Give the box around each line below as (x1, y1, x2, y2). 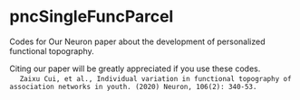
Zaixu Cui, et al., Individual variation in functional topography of (19, 74, 292, 83)
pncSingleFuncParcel (9, 6, 174, 27)
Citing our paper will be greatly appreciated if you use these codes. (9, 63, 261, 74)
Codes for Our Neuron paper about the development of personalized (9, 36, 266, 47)
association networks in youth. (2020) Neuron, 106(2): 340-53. (9, 82, 257, 91)
